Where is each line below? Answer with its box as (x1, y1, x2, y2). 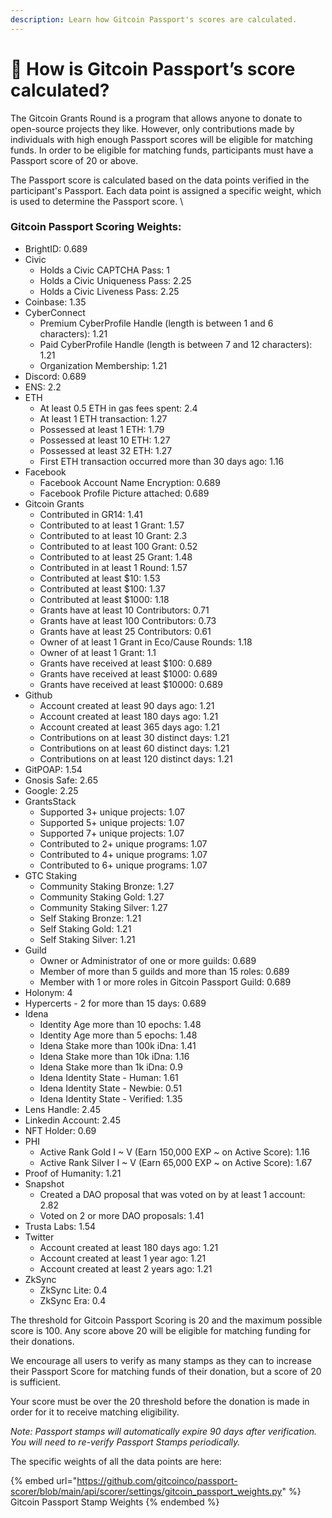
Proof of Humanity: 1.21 (24, 1167, 122, 1179)
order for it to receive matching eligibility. (10, 1406, 180, 1418)
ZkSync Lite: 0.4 (39, 1284, 108, 1296)
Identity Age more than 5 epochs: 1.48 (39, 1029, 198, 1041)
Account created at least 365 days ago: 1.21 (39, 721, 220, 733)
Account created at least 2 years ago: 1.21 (39, 1262, 213, 1275)
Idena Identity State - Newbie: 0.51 (39, 1082, 183, 1094)
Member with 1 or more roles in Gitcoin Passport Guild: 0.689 (39, 976, 292, 988)
